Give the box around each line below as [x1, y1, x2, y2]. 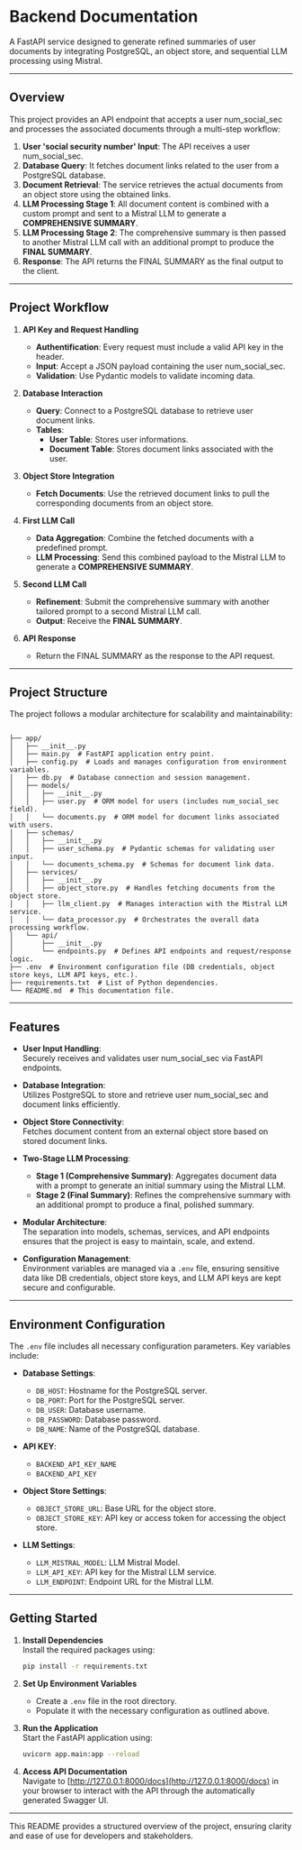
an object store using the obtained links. [22, 188, 172, 199]
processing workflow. [9, 923, 91, 932]
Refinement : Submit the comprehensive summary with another [35, 596, 270, 607]
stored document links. [22, 1136, 108, 1147]
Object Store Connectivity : [22, 1116, 124, 1128]
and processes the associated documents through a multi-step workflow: [9, 124, 281, 134]
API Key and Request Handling [22, 324, 139, 334]
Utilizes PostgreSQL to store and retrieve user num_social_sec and [22, 1089, 269, 1101]
